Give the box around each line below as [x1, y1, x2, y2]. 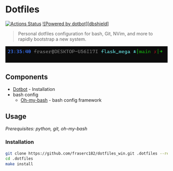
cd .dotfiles [5, 156, 33, 161]
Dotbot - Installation [12, 86, 55, 92]
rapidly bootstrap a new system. [18, 36, 86, 42]
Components [5, 73, 48, 82]
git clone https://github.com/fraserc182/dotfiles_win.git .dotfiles [5, 150, 158, 156]
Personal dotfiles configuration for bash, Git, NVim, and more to [18, 30, 153, 36]
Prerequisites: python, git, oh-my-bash [5, 126, 88, 132]
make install [5, 162, 33, 167]
